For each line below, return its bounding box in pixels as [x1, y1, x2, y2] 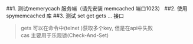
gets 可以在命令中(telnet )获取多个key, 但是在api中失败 [20, 25, 153, 31]
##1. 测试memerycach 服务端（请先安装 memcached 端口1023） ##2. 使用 [6, 5, 188, 12]
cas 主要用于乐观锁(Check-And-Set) [20, 32, 109, 39]
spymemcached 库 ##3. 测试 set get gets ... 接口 [6, 12, 124, 19]
